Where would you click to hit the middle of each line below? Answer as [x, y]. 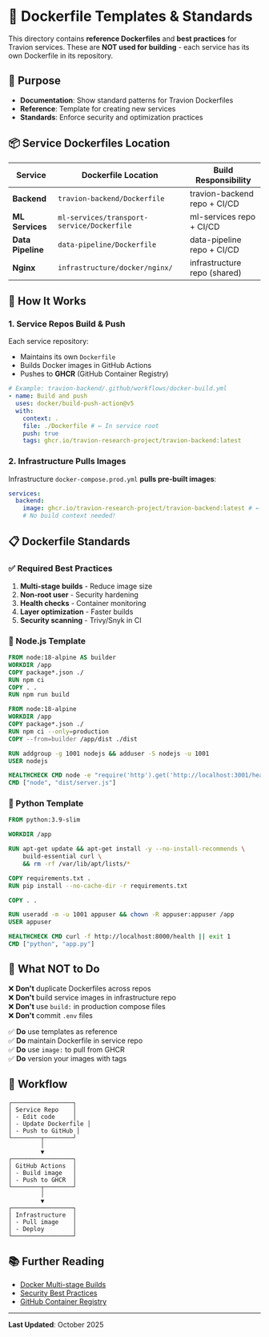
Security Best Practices [58, 1293]
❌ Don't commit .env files [51, 1015]
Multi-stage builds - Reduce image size [86, 586]
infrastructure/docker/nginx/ [116, 267]
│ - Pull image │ [43, 1222]
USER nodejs [28, 761]
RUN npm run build [39, 695]
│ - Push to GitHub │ [44, 1131]
